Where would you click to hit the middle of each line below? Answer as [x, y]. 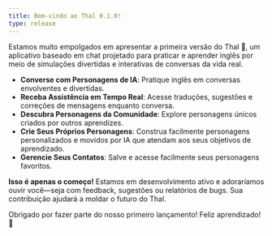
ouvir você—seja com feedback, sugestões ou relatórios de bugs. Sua [126, 190]
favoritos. [36, 165]
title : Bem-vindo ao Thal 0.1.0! [65, 16]
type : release [32, 24]
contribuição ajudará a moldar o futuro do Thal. [87, 199]
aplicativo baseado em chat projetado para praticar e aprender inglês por [131, 55]
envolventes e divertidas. [62, 88]
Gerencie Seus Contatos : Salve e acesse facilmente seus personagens [140, 157]
